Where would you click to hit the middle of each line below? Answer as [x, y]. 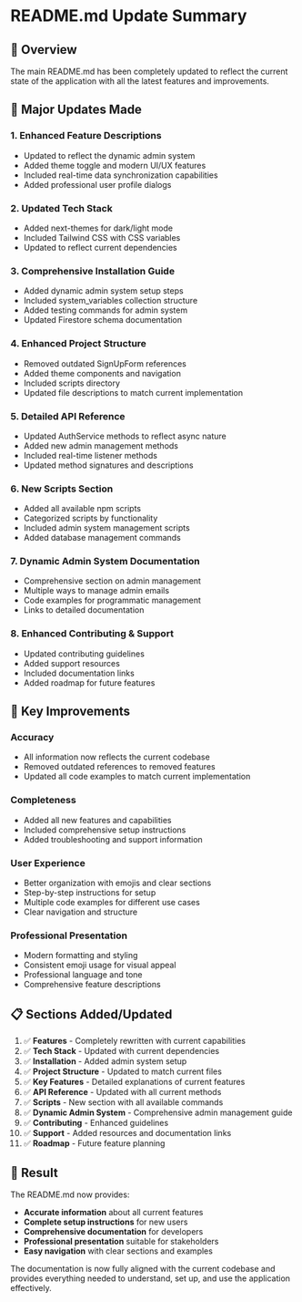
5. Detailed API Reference [68, 416]
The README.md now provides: [70, 1194]
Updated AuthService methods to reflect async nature [125, 436]
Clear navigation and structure [81, 912]
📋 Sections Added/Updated [91, 1014]
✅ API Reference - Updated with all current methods [122, 1092]
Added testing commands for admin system [106, 310]
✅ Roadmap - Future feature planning [94, 1143]
